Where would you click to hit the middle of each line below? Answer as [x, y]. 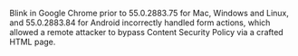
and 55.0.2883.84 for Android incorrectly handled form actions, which [140, 23]
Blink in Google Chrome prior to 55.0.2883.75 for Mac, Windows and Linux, [149, 13]
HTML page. [33, 42]
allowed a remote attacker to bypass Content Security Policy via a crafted [146, 32]
